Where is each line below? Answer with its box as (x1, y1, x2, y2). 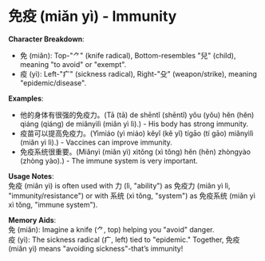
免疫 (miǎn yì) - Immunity (8, 7, 177, 26)
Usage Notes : (8, 171, 54, 180)
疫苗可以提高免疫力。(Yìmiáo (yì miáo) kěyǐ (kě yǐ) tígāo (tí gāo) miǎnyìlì (19, 129, 254, 138)
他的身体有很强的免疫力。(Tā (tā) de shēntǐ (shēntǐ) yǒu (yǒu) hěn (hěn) (19, 109, 255, 120)
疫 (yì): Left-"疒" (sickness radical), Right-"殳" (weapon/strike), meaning (19, 69, 258, 78)
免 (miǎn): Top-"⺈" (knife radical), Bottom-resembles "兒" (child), (19, 50, 236, 60)
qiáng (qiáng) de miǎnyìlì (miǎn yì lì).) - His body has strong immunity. (19, 119, 249, 129)
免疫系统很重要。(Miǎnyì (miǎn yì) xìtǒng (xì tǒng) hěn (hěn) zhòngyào (19, 147, 251, 156)
